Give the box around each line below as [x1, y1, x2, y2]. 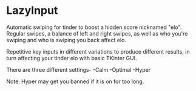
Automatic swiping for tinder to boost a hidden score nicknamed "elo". [6, 24, 182, 31]
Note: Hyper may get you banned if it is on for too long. [6, 78, 144, 85]
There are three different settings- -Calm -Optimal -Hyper [6, 66, 151, 73]
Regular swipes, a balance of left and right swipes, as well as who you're [6, 30, 188, 37]
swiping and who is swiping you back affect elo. [6, 36, 126, 43]
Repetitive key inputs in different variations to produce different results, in [6, 48, 190, 55]
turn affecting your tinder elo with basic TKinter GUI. [6, 54, 138, 61]
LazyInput [6, 4, 58, 17]
